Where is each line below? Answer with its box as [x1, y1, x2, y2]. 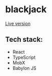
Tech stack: [5, 35, 43, 44]
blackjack [5, 4, 47, 15]
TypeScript [12, 54, 36, 60]
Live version [5, 20, 31, 27]
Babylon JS [12, 65, 37, 71]
